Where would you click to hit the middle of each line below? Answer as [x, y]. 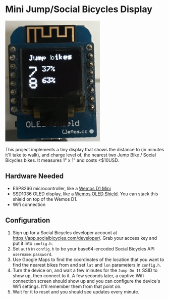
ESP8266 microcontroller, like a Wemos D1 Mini [62, 188]
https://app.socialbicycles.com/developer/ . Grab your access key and [85, 238]
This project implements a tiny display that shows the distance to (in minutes [85, 150]
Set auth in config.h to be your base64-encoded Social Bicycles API [83, 248]
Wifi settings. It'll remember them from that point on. [67, 286]
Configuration [28, 220]
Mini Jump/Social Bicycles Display [79, 9]
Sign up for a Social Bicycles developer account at [65, 232]
